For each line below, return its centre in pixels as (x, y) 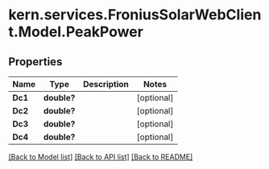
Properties (35, 62)
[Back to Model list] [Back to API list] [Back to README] (101, 157)
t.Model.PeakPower (76, 32)
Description (106, 84)
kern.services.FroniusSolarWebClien (135, 15)
